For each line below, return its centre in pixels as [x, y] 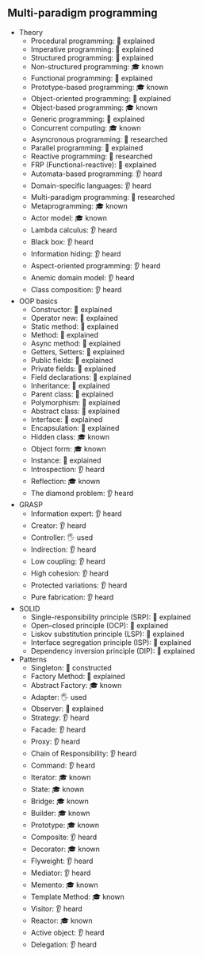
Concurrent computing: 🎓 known [86, 127]
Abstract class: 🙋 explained [75, 411]
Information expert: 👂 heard [76, 514]
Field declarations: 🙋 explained [81, 377]
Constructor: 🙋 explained [71, 309]
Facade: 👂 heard [58, 729]
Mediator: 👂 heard [61, 873]
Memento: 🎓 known [64, 885]
